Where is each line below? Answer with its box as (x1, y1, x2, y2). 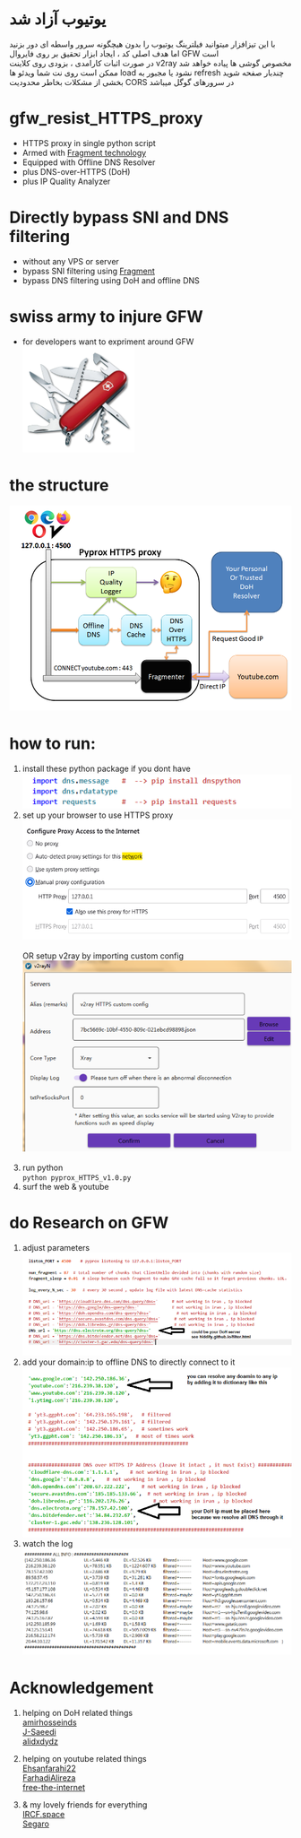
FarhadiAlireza (21, 1772, 76, 1783)
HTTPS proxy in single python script (21, 137, 157, 148)
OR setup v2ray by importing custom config (21, 950, 185, 961)
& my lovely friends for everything (21, 1799, 148, 1810)
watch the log (21, 1539, 73, 1549)
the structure (9, 475, 109, 496)
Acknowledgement (9, 1678, 154, 1698)
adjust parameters (21, 1242, 90, 1253)
